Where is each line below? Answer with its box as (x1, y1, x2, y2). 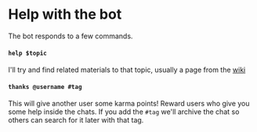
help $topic (8, 49, 47, 57)
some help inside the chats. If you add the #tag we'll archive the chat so (8, 107, 240, 116)
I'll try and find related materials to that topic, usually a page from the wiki (8, 65, 246, 75)
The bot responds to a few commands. (8, 31, 133, 41)
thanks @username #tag (8, 83, 82, 91)
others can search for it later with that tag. (8, 116, 144, 125)
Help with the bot (8, 5, 122, 23)
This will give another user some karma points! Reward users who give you (8, 99, 250, 109)
